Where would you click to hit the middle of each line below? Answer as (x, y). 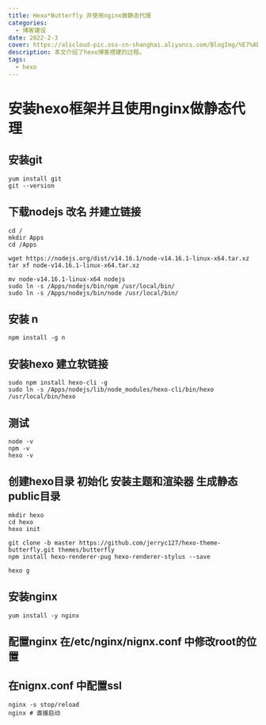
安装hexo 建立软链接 (58, 364)
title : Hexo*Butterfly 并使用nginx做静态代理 (80, 15)
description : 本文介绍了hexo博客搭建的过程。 (77, 52)
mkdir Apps (26, 237)
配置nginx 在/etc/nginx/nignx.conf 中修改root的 (127, 642)
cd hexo (21, 522)
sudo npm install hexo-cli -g (58, 383)
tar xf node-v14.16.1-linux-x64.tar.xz (74, 265)
